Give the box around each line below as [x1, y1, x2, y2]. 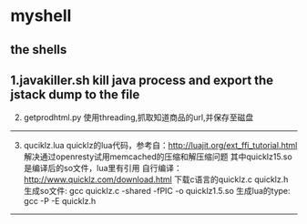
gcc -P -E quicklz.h [23, 196, 97, 207]
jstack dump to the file [10, 87, 140, 102]
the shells [10, 42, 67, 57]
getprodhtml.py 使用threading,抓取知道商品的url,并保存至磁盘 [23, 112, 254, 123]
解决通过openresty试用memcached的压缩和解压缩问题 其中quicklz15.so [23, 151, 292, 162]
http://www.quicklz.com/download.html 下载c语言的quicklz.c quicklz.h [23, 174, 289, 185]
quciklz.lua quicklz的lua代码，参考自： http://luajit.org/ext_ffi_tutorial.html [23, 140, 298, 151]
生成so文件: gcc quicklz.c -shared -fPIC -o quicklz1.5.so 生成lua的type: [23, 186, 291, 197]
